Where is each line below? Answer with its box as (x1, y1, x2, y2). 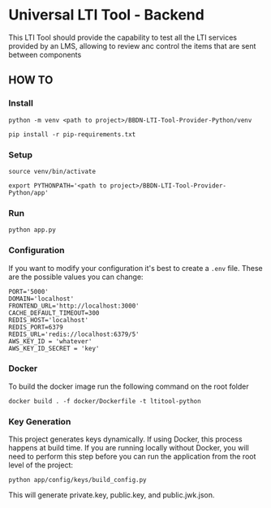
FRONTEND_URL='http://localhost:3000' (8, 302, 140, 310)
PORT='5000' (8, 287, 49, 295)
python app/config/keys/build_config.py (8, 476, 148, 484)
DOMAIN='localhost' (8, 295, 75, 303)
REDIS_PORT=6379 (8, 323, 63, 331)
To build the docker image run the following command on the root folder (8, 381, 249, 391)
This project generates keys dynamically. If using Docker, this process (8, 434, 243, 444)
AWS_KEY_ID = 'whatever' (8, 337, 92, 346)
